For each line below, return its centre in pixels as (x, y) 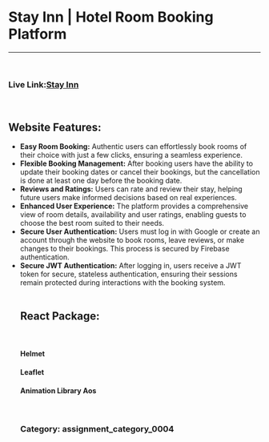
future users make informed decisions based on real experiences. (128, 198)
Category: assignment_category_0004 (97, 429)
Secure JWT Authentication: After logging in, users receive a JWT (130, 266)
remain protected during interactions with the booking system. (122, 283)
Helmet (32, 354)
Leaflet (32, 372)
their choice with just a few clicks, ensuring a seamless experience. (131, 155)
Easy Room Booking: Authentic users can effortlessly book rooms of (133, 147)
